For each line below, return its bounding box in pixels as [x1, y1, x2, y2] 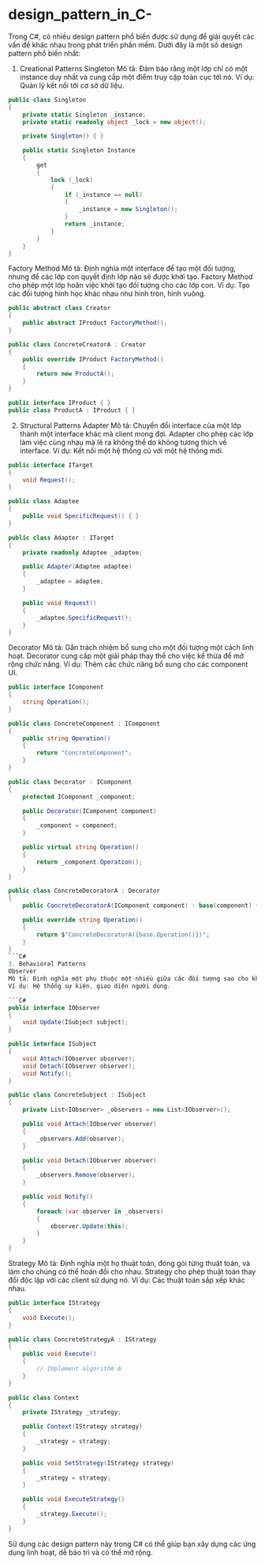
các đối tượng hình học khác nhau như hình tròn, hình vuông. [8, 289, 207, 298]
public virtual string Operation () [22, 844, 140, 852]
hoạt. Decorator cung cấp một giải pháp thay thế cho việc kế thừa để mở [8, 651, 244, 661]
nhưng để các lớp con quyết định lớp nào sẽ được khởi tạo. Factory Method [8, 272, 253, 282]
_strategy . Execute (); [36, 1510, 108, 1518]
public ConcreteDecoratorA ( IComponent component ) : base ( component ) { [22, 902, 259, 910]
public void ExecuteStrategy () [22, 1495, 125, 1503]
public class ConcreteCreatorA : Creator [8, 340, 147, 349]
